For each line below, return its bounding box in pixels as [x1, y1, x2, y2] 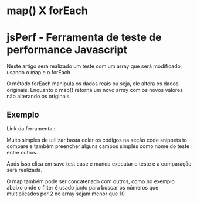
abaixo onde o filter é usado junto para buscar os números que [6, 184, 159, 191]
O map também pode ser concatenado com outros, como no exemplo [6, 177, 175, 185]
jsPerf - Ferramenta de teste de [6, 31, 162, 44]
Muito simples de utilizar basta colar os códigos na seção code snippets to [6, 136, 187, 143]
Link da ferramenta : [6, 125, 56, 132]
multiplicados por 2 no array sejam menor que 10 [6, 190, 125, 197]
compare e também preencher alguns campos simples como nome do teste [6, 142, 190, 150]
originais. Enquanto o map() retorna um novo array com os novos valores [6, 87, 184, 94]
